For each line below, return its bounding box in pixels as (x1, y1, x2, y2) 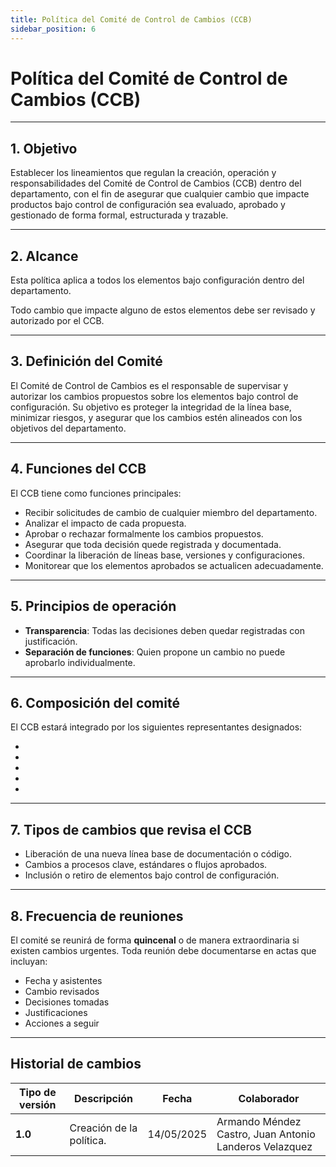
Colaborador (238, 1091, 300, 1105)
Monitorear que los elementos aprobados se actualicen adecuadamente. (24, 559, 324, 571)
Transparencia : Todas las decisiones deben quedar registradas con (24, 624, 305, 636)
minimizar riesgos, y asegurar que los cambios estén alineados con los (10, 411, 303, 423)
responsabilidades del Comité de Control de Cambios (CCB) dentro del (10, 177, 302, 190)
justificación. (24, 635, 78, 647)
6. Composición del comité (10, 694, 180, 711)
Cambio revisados (24, 985, 100, 997)
